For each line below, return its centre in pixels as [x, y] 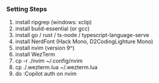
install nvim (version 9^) [45, 48]
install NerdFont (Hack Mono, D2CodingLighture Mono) [84, 42]
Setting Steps [27, 9]
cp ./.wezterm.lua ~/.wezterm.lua [56, 67]
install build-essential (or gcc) [52, 28]
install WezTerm [35, 55]
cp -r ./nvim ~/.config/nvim [49, 61]
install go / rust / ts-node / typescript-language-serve [82, 35]
